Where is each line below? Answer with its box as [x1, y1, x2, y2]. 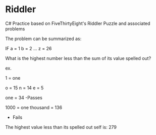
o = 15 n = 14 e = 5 [5, 85, 44, 91]
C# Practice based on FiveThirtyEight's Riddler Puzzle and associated [5, 20, 150, 26]
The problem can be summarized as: [5, 36, 82, 42]
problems [5, 25, 25, 31]
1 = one [5, 75, 21, 81]
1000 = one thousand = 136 [5, 104, 62, 110]
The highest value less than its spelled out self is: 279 [5, 124, 117, 130]
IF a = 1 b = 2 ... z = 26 [5, 45, 52, 51]
